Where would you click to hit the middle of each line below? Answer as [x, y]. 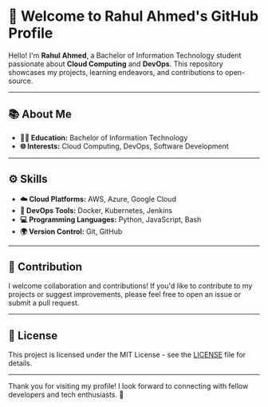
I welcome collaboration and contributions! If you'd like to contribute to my [130, 286]
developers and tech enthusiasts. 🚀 [66, 395]
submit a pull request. [44, 303]
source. [21, 81]
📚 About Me [40, 115]
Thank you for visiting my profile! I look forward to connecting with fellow [128, 386]
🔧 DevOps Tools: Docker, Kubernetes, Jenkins [96, 210]
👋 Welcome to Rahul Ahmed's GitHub [134, 16]
